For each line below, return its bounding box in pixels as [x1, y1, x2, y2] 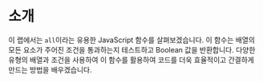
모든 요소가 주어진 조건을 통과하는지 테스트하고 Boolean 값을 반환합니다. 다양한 [8, 45, 256, 54]
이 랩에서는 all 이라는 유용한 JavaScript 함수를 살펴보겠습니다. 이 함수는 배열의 [8, 35, 255, 45]
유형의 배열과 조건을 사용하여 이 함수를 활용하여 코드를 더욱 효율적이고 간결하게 [8, 55, 255, 64]
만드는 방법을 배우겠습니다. [8, 64, 92, 74]
